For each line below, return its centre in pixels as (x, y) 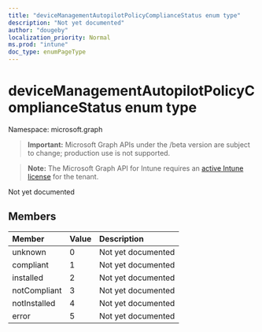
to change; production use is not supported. (99, 153)
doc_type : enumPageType (47, 52)
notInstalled (34, 303)
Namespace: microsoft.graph (55, 129)
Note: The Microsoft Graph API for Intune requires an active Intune (135, 168)
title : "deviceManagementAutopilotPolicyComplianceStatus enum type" (125, 15)
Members (32, 217)
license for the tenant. (63, 176)
